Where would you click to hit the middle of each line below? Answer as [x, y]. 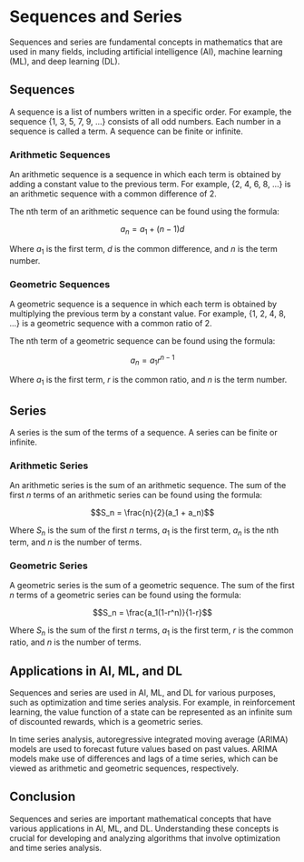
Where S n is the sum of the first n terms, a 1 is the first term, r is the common [152, 631]
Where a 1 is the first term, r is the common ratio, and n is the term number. [148, 381]
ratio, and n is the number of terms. [76, 642]
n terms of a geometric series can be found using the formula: [126, 595]
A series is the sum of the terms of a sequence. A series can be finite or [144, 432]
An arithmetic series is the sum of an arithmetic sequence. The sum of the [148, 486]
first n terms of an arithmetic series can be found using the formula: [136, 495]
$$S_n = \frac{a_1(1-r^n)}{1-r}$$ [152, 613]
